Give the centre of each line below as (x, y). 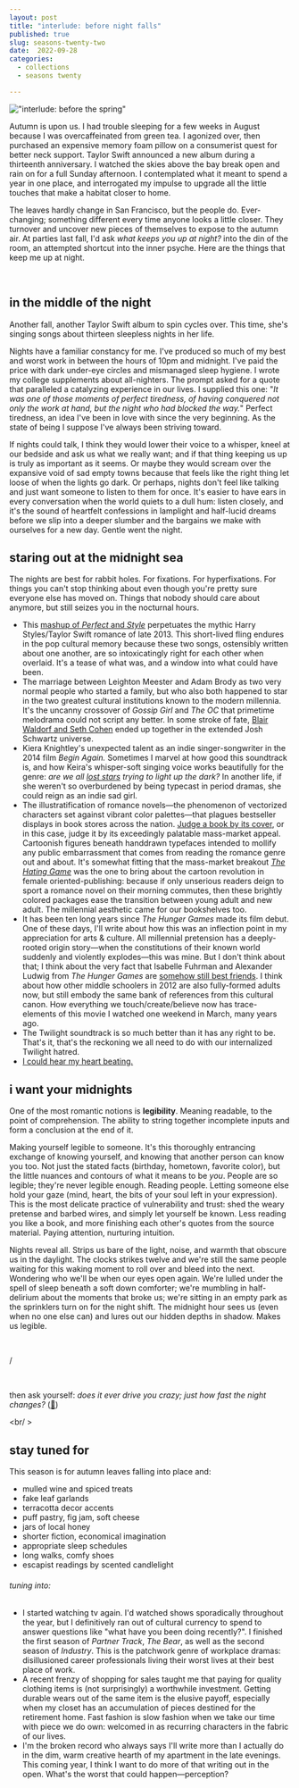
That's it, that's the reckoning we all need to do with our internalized (147, 1042)
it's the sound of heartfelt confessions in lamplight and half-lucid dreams (143, 511)
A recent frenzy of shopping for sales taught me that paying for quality (152, 1679)
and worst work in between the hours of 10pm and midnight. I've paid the (144, 360)
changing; (28, 219)
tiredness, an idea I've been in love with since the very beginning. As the (142, 417)
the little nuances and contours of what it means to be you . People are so (144, 1176)
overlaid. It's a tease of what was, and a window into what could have (150, 663)
